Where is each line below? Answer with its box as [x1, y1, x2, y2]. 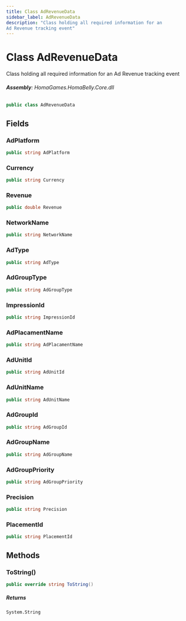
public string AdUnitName [6, 397, 70, 403]
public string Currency [6, 177, 65, 184]
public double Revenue [6, 205, 62, 211]
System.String [6, 609, 41, 615]
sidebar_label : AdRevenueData [6, 14, 81, 20]
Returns [6, 594, 27, 601]
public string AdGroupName [6, 451, 73, 458]
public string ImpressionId [6, 314, 76, 320]
